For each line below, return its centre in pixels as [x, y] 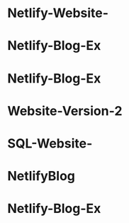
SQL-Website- [50, 143]
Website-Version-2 [65, 111]
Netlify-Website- [58, 13]
